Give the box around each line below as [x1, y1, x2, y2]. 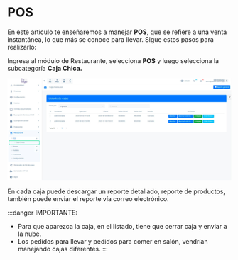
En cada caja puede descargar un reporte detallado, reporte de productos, [7, 187, 226, 196]
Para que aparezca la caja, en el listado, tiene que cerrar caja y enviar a [17, 222, 227, 230]
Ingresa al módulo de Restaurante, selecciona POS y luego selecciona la [7, 56, 219, 64]
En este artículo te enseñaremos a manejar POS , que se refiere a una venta [7, 28, 227, 36]
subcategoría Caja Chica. [7, 64, 83, 72]
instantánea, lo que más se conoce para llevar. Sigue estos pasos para [7, 35, 215, 43]
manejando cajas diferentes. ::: [17, 244, 108, 253]
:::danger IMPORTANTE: [7, 208, 78, 217]
